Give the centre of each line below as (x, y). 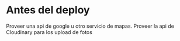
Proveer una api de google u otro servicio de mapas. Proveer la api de (90, 26)
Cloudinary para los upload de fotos (49, 32)
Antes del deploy (48, 10)
